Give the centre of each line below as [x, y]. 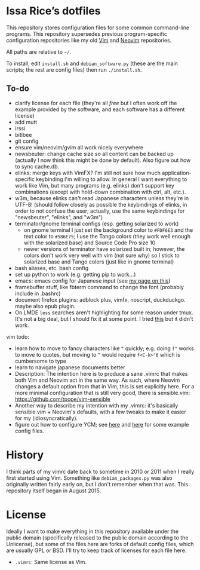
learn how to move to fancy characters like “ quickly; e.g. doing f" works [104, 348]
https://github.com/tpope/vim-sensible [62, 399]
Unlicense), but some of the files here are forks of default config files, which [100, 544]
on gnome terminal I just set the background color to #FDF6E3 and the [108, 230]
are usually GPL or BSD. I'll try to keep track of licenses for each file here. [96, 550]
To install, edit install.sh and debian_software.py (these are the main [92, 63]
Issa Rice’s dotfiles [53, 11]
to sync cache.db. [37, 166]
